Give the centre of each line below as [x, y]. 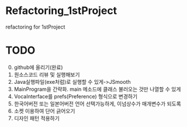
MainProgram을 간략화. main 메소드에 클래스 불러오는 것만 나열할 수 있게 [97, 89]
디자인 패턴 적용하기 [37, 118]
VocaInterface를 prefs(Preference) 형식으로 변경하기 [76, 96]
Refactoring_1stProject [61, 11]
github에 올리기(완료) [38, 67]
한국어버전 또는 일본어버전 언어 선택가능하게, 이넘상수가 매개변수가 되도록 [98, 104]
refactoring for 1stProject [35, 27]
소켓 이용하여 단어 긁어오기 [44, 111]
